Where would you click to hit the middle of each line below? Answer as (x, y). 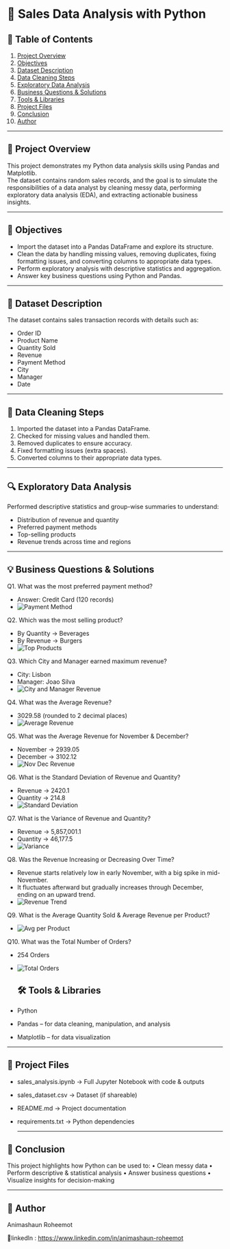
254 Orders (33, 954)
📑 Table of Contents (50, 39)
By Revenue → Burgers (50, 641)
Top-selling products (47, 534)
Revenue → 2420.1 (43, 790)
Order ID (29, 333)
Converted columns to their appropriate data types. (89, 458)
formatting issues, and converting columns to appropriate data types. (115, 261)
